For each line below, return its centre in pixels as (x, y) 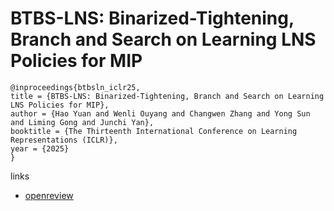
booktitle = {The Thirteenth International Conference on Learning (154, 131)
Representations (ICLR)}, (64, 140)
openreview (49, 195)
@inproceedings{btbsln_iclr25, (75, 87)
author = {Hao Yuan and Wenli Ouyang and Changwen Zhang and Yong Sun (160, 113)
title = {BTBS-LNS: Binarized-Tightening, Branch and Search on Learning (167, 96)
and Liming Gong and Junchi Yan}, (82, 122)
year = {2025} (40, 148)
